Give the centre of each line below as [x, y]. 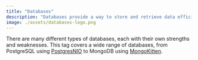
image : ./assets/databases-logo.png [51, 22]
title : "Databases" [30, 11]
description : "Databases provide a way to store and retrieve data [91, 17]
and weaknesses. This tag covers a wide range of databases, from [87, 45]
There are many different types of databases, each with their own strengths [98, 39]
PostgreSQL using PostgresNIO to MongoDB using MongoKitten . [85, 51]
